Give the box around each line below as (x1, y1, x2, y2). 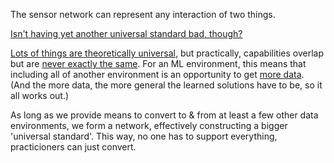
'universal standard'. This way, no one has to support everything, (10, 130, 278, 142)
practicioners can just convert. (10, 141, 137, 153)
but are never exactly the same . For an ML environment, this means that (10, 58, 307, 69)
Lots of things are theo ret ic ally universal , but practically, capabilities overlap (10, 47, 324, 59)
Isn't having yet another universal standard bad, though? (10, 28, 243, 39)
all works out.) (10, 90, 70, 101)
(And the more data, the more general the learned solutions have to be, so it (10, 79, 323, 91)
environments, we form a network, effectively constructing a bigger (10, 120, 288, 131)
